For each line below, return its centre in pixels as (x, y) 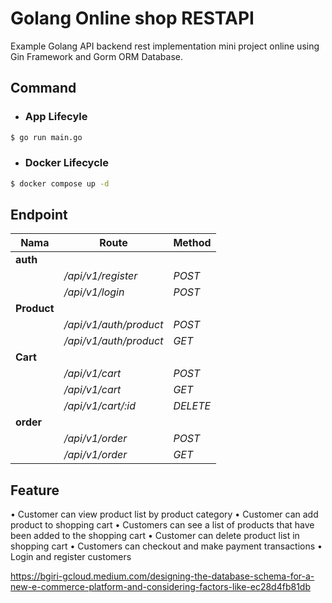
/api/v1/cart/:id (100, 406)
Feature (35, 490)
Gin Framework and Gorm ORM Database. (97, 56)
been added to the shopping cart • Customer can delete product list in (155, 536)
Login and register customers (71, 557)
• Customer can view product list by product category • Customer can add (164, 514)
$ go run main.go (46, 137)
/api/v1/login (94, 292)
